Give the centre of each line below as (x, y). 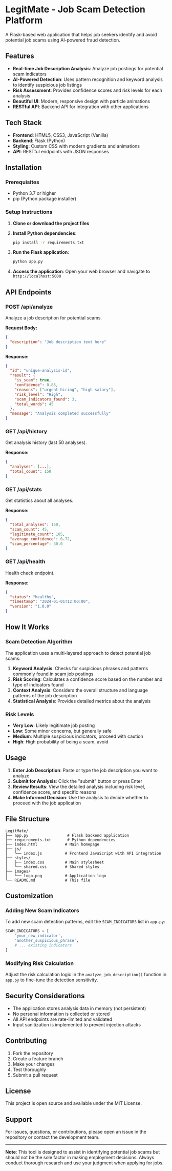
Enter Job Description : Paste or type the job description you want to (85, 770)
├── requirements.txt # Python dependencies (60, 840)
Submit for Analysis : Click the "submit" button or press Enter (77, 781)
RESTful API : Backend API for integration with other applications (81, 107)
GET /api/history (26, 432)
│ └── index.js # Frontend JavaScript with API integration (83, 853)
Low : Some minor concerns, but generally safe (62, 731)
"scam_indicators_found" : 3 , (46, 399)
